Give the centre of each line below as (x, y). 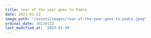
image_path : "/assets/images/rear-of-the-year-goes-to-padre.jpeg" (76, 19)
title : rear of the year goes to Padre (46, 10)
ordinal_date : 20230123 (30, 23)
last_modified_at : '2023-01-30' (38, 28)
